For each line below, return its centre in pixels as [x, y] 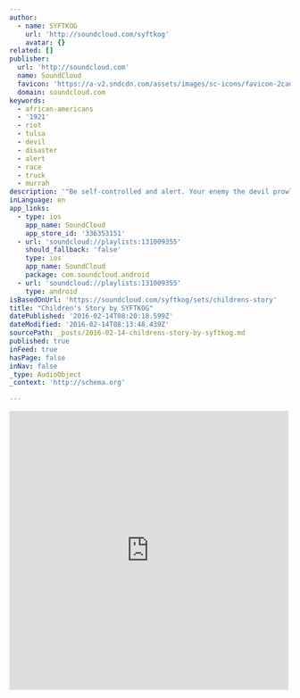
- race [29, 167]
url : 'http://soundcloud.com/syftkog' [97, 34]
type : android [51, 291]
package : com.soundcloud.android [87, 275]
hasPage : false [37, 358]
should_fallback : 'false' [74, 250]
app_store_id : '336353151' [75, 233]
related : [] [31, 51]
